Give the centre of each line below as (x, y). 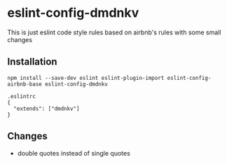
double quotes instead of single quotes (74, 153)
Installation (32, 62)
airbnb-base (25, 84)
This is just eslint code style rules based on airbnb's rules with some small (114, 32)
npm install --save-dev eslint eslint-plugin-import (86, 78)
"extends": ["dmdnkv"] (47, 109)
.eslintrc (22, 96)
